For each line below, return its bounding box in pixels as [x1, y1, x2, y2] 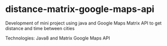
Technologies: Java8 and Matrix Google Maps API [5, 35, 110, 41]
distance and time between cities [5, 25, 75, 31]
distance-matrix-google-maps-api [5, 3, 154, 15]
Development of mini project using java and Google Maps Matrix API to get [5, 20, 162, 26]
